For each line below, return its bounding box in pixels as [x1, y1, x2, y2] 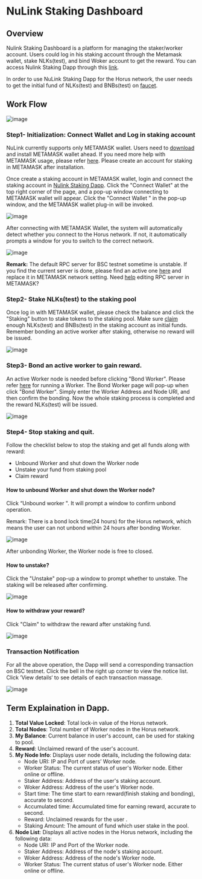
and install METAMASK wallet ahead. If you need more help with [6, 151, 166, 158]
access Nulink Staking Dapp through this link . [6, 64, 119, 71]
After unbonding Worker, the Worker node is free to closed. [6, 547, 154, 555]
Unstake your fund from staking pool [14, 466, 107, 473]
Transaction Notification [6, 647, 80, 656]
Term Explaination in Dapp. [6, 703, 110, 713]
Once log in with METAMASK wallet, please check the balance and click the [6, 309, 194, 316]
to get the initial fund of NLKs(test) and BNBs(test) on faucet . [6, 82, 158, 89]
